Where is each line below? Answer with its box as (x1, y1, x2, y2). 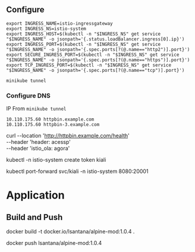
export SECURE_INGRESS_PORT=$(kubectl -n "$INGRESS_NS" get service (6, 52, 180, 58)
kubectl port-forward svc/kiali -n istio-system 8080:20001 (6, 168, 149, 175)
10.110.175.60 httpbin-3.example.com (6, 122, 100, 128)
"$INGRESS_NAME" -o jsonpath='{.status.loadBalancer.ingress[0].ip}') (6, 36, 185, 42)
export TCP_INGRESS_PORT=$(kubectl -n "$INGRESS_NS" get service (6, 62, 171, 68)
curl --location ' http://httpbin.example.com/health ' (6, 132, 130, 139)
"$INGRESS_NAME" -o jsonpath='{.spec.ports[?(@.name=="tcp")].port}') (6, 67, 185, 73)
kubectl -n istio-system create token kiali (6, 156, 106, 163)
